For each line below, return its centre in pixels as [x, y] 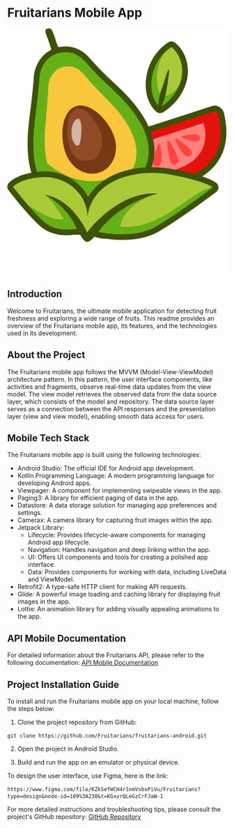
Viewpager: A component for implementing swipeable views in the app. [120, 491]
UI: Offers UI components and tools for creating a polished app [118, 557]
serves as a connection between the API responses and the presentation [111, 408]
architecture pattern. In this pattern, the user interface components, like [110, 379]
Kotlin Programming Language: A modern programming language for [116, 476]
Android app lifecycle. [59, 542]
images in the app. [44, 601]
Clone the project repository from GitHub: [77, 722]
